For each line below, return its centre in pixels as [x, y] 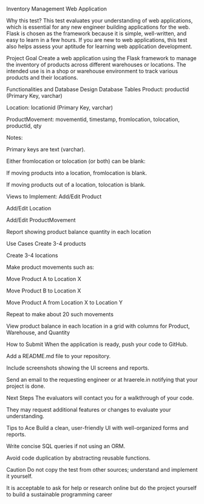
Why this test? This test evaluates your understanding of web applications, [100, 20]
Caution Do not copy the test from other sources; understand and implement [102, 470]
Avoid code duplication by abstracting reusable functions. [78, 458]
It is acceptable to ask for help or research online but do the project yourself [102, 488]
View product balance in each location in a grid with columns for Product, [98, 326]
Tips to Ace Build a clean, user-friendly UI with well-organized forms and [97, 428]
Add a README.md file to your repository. [59, 356]
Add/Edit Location [29, 208]
